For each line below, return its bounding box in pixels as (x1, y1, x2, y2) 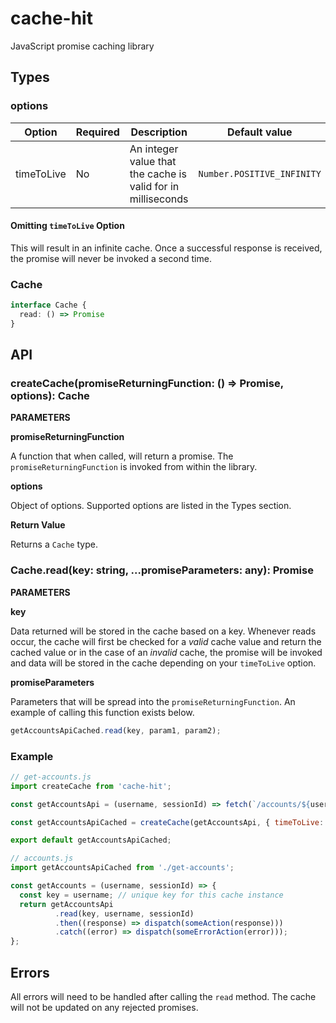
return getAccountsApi (19, 899, 114, 909)
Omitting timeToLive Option (10, 220, 125, 232)
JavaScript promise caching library (10, 40, 155, 52)
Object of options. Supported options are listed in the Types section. (10, 500, 292, 512)
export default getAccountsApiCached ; (10, 835, 172, 846)
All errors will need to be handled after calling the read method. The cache (10, 990, 317, 1002)
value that (129, 154, 177, 168)
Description (130, 125, 188, 139)
